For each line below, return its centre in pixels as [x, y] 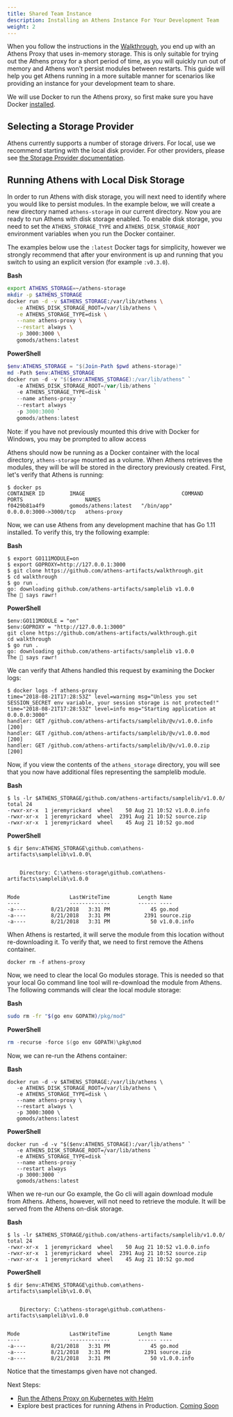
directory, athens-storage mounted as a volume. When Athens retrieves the [115, 460]
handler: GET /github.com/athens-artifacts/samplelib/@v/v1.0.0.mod [109, 733]
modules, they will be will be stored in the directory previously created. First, [116, 467]
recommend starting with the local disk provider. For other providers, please [116, 151]
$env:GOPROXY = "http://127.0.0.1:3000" [67, 627]
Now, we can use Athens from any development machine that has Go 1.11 [111, 524]
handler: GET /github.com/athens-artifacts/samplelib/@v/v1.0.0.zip [109, 745]
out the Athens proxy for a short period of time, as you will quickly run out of [116, 61]
